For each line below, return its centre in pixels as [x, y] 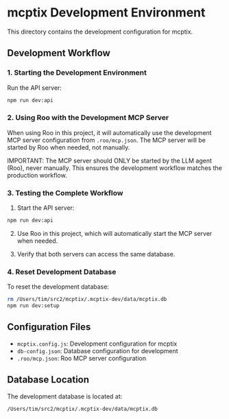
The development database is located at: [65, 396]
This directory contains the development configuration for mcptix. [100, 32]
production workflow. [37, 175]
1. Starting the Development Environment [77, 73]
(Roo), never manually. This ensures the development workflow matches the [115, 168]
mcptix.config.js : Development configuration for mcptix [97, 344]
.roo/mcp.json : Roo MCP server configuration [82, 358]
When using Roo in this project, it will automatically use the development [109, 132]
